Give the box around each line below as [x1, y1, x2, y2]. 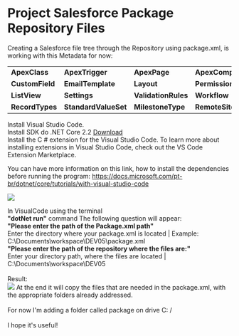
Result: [7, 274, 28, 283]
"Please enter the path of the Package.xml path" [7, 221, 154, 230]
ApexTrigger [63, 67, 108, 77]
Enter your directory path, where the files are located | [7, 251, 166, 261]
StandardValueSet [63, 102, 127, 112]
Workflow [195, 90, 229, 100]
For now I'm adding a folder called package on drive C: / [7, 305, 172, 314]
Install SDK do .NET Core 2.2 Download [7, 127, 123, 136]
